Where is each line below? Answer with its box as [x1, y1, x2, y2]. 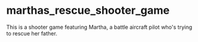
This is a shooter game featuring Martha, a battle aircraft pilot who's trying [6, 23, 193, 31]
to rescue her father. [6, 29, 58, 37]
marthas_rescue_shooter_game [6, 4, 170, 17]
